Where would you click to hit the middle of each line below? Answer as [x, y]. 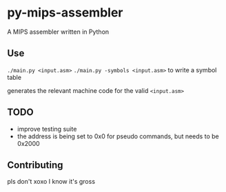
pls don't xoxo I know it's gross [51, 182]
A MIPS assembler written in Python [58, 32]
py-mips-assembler [65, 13]
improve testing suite [47, 129]
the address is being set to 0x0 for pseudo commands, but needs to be [118, 136]
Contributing [35, 165]
